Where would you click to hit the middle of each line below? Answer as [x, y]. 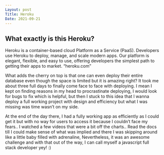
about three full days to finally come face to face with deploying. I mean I [79, 86]
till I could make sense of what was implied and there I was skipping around [81, 132]
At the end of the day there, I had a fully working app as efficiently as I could [82, 116]
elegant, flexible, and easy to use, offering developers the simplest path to [80, 61]
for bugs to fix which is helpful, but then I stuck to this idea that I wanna [77, 97]
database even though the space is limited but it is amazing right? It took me [82, 81]
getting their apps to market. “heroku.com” [48, 66]
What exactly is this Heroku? [50, 39]
